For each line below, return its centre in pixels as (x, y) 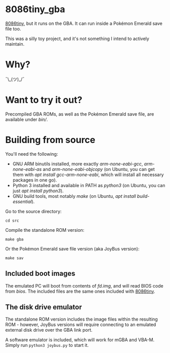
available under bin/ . (27, 119)
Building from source (50, 140)
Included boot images (40, 274)
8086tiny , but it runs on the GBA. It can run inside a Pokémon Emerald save (84, 23)
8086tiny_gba (35, 9)
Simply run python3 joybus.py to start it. (47, 345)
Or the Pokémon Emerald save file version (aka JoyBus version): (72, 249)
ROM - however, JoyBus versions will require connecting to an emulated (81, 325)
